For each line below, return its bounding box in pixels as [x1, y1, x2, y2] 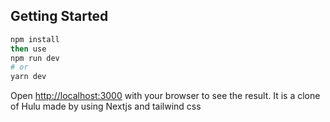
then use [10, 44, 47, 54]
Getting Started [10, 8, 109, 25]
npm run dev [10, 53, 60, 63]
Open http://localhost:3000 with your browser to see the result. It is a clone [10, 90, 321, 102]
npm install [10, 34, 60, 44]
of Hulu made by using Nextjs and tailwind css [10, 100, 202, 113]
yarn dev [10, 72, 47, 82]
